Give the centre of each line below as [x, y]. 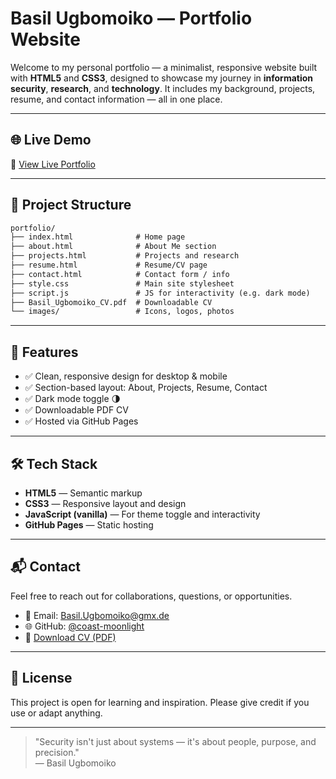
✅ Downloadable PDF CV [76, 410]
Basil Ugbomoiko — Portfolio [131, 18]
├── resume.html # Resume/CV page [109, 265]
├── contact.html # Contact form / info [120, 274]
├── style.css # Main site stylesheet [122, 283]
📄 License [41, 678]
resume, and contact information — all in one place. [116, 99]
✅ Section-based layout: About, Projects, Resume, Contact [146, 388]
